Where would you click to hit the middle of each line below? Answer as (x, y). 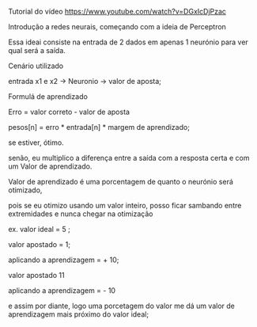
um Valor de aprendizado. (50, 166)
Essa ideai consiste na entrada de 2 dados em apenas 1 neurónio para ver (128, 42)
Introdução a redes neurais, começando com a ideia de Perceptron (117, 27)
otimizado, (25, 190)
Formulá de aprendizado (48, 97)
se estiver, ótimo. (36, 143)
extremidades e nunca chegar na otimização (81, 214)
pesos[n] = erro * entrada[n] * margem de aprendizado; (99, 127)
